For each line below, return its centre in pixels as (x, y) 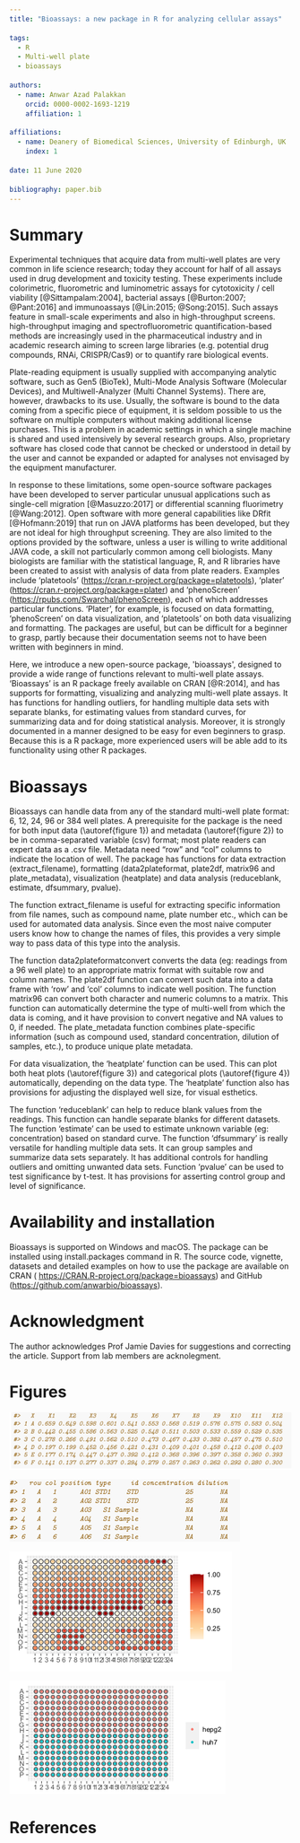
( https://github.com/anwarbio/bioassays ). (86, 1285)
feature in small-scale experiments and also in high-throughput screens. (142, 317)
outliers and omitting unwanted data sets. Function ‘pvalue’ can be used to (146, 1167)
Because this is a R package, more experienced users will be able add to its (149, 741)
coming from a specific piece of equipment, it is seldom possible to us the (146, 411)
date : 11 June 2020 (46, 170)
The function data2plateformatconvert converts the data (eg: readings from (149, 961)
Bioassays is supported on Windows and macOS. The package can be (139, 1247)
